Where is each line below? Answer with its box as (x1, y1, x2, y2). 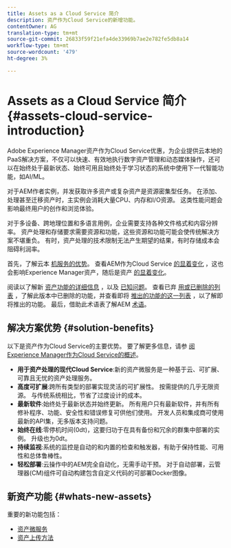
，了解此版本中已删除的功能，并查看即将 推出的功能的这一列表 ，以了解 (14, 291, 217, 300)
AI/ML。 (25, 172, 49, 180)
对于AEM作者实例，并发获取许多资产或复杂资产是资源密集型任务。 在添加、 (7, 187, 221, 195)
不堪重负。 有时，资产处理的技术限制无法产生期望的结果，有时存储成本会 (12, 236, 220, 244)
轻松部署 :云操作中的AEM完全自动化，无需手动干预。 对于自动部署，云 (16, 460, 215, 468)
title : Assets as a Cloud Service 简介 (7, 10, 120, 17)
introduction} (7, 122, 85, 138)
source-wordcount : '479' (7, 49, 78, 56)
